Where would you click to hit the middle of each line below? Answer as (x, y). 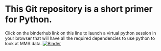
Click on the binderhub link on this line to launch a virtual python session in (80, 33)
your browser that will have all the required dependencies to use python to (80, 38)
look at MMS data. (23, 43)
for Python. (29, 19)
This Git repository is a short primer (79, 9)
